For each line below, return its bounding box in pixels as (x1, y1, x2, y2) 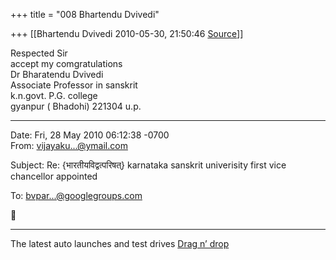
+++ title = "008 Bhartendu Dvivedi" (10, 9, 160, 20)
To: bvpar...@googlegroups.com (10, 190, 143, 201)
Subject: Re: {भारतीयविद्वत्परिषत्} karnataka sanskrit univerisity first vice (10, 159, 287, 171)
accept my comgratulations (10, 58, 123, 69)
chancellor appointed (10, 170, 98, 182)
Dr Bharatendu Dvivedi (10, 69, 104, 80)
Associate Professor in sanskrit (10, 79, 138, 91)
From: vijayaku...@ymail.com (10, 140, 128, 151)
